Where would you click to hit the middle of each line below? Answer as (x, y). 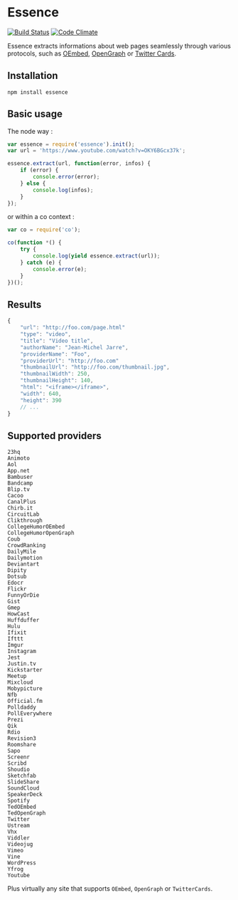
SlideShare (23, 782)
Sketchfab (22, 776)
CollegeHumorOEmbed (36, 527)
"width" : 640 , (41, 393)
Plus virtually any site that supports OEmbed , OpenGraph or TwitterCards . (110, 889)
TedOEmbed (22, 807)
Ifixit (17, 633)
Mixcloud (20, 683)
